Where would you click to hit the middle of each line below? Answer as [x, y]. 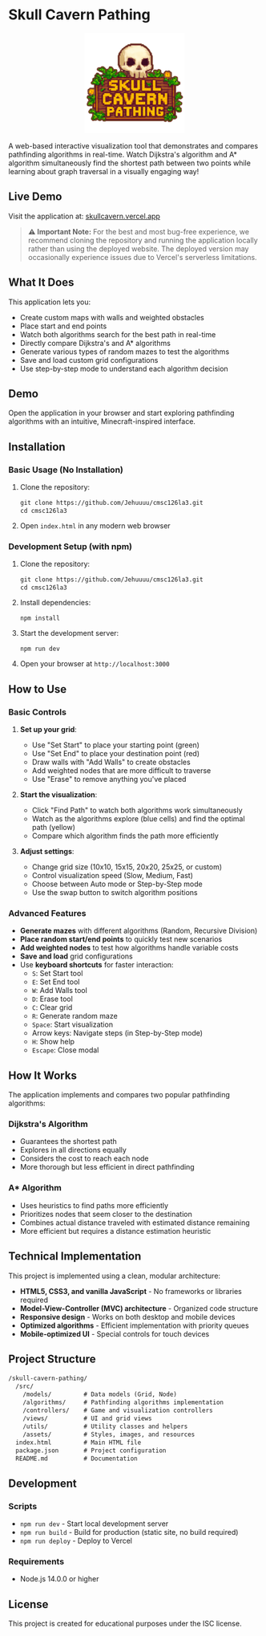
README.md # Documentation [77, 1459]
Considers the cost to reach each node [85, 1158]
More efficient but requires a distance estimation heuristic [115, 1231]
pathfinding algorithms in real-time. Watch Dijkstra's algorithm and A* [123, 154]
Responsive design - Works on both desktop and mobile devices [127, 1317]
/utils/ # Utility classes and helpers [105, 1426]
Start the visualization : [58, 795]
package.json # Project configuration [91, 1451]
